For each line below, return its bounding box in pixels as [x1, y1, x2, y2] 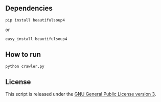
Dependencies [5, 4, 53, 13]
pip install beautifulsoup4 [5, 17, 65, 22]
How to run [5, 50, 41, 59]
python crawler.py [5, 64, 44, 69]
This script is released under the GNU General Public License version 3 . [5, 91, 156, 97]
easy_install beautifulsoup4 [5, 36, 67, 41]
